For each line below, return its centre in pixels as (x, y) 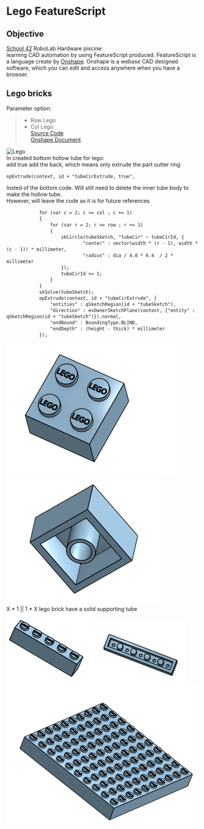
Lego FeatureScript (56, 11)
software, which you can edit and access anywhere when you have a (93, 68)
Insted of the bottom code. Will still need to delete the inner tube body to (98, 188)
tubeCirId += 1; (82, 274)
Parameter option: (29, 108)
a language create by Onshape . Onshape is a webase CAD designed (92, 61)
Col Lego (42, 126)
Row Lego (43, 120)
